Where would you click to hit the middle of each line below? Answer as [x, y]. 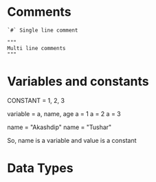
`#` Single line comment [43, 30]
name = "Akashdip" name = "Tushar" [59, 127]
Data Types [40, 168]
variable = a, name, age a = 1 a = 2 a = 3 [64, 113]
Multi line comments [37, 48]
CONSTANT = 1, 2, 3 [36, 100]
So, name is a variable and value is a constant [72, 140]
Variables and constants [78, 81]
